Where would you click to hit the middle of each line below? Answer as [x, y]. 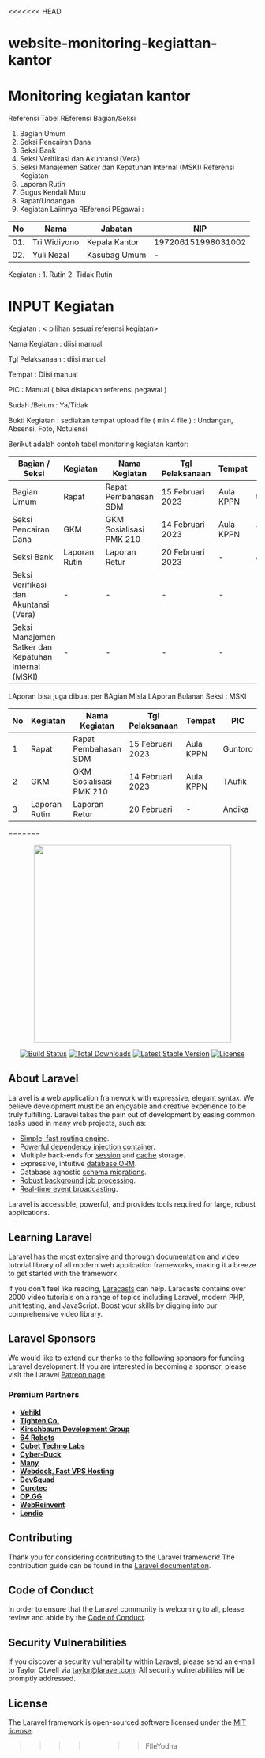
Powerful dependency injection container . [87, 1146]
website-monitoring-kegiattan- [113, 44]
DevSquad [37, 1480]
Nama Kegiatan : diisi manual [55, 344]
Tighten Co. [39, 1420]
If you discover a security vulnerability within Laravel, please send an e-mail [131, 1661]
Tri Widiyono [56, 242]
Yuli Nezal [51, 255]
